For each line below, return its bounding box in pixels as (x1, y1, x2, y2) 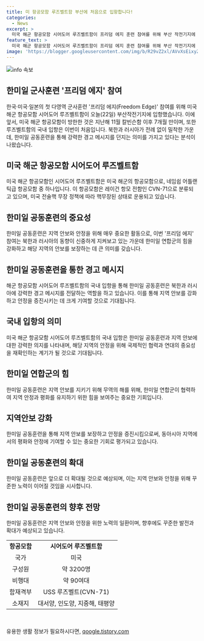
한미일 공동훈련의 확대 (6, 457, 84, 468)
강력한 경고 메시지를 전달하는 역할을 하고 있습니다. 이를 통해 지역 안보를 (17, 290, 186, 296)
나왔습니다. (6, 141, 33, 148)
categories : (6, 15, 36, 21)
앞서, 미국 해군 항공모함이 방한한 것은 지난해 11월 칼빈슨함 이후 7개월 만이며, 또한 (6, 118, 196, 125)
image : (6, 49, 23, 55)
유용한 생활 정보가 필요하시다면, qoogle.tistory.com (6, 628, 129, 635)
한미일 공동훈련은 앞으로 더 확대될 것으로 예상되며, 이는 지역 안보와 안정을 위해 (6, 475, 191, 482)
